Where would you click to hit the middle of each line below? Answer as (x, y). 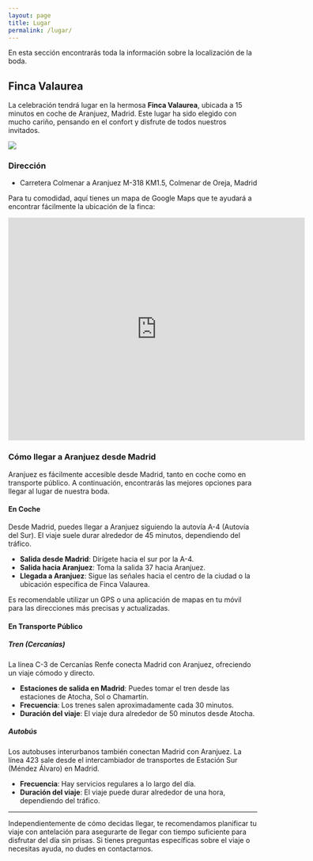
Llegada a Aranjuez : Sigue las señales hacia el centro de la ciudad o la (135, 576)
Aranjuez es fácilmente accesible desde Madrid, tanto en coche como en (127, 474)
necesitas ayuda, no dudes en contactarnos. (81, 848)
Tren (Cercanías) (37, 644)
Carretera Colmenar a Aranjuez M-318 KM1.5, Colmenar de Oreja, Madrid (138, 183)
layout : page (30, 15)
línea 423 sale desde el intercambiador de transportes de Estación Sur (123, 760)
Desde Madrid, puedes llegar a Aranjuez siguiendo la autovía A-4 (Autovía (129, 527)
